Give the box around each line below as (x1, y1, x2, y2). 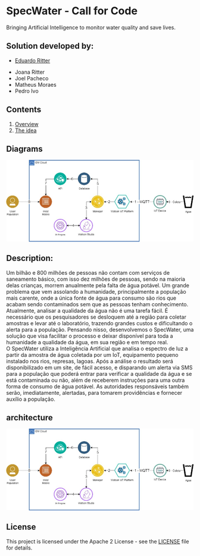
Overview (14, 120, 39, 127)
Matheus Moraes (14, 81, 57, 88)
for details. (6, 544, 33, 551)
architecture (6, 412, 54, 423)
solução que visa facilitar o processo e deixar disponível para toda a (6, 332, 174, 340)
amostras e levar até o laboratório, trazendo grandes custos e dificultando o (6, 319, 193, 326)
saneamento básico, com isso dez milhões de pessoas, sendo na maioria (6, 275, 186, 282)
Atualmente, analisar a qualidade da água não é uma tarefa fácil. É (6, 307, 168, 314)
